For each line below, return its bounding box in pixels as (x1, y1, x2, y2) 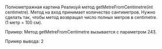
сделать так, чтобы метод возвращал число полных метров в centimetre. (5, 15, 158, 20)
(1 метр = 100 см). (5, 19, 42, 25)
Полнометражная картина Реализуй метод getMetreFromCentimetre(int (5, 4, 153, 10)
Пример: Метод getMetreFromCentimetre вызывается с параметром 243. (5, 29, 157, 34)
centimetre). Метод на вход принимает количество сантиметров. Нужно (5, 9, 156, 15)
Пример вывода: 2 (5, 38, 44, 44)
